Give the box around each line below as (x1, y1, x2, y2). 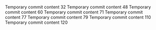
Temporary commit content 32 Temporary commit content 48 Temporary (5, 4, 151, 10)
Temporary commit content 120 (5, 19, 68, 25)
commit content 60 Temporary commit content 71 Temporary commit (5, 9, 143, 15)
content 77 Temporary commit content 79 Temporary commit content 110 (5, 15, 152, 20)
